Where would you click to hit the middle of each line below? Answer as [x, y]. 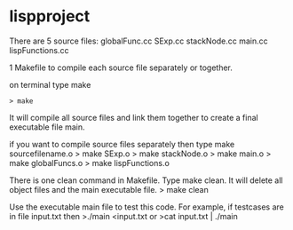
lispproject [50, 16]
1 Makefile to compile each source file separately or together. [121, 67]
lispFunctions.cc [39, 50]
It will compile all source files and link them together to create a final [134, 117]
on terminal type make [50, 84]
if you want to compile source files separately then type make [122, 144]
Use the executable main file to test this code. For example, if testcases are [146, 207]
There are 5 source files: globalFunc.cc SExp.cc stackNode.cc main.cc [139, 41]
